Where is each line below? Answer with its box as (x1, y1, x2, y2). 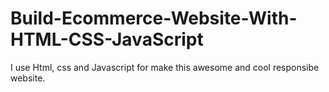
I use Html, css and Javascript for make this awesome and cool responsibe (10, 61, 320, 73)
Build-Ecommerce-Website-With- (10, 7, 298, 30)
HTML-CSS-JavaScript (10, 28, 204, 51)
